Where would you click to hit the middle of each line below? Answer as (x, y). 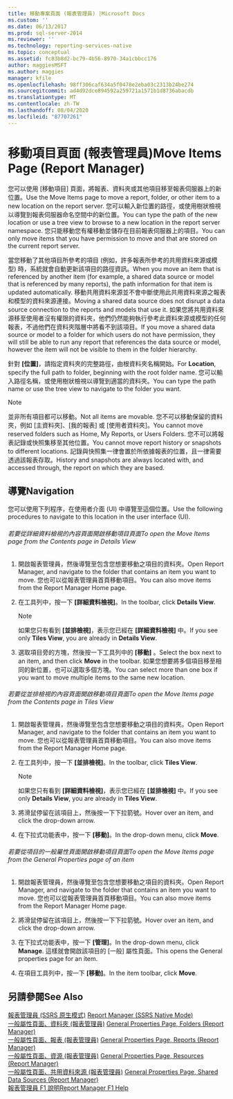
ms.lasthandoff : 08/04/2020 (48, 110)
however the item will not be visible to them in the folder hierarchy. (103, 349)
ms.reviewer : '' (31, 40)
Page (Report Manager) (76, 168)
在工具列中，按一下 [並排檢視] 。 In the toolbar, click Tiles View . (108, 762)
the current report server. (44, 245)
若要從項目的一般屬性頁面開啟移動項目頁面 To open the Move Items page (111, 852)
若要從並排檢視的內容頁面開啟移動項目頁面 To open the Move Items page (111, 694)
